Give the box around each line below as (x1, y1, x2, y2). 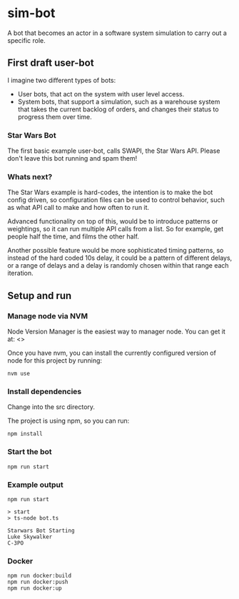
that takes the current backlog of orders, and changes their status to (17, 105, 219, 114)
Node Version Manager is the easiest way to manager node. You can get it (7, 327, 226, 336)
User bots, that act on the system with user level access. (17, 89, 185, 98)
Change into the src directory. (7, 403, 95, 411)
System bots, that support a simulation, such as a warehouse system (17, 97, 220, 106)
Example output (7, 480, 63, 490)
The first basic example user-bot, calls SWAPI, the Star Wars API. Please (7, 146, 220, 155)
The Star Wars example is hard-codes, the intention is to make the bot (7, 188, 213, 197)
